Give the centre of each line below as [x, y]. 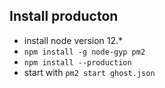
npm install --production [77, 62]
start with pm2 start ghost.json [89, 72]
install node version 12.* [73, 40]
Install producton [64, 16]
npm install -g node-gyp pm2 [84, 52]
